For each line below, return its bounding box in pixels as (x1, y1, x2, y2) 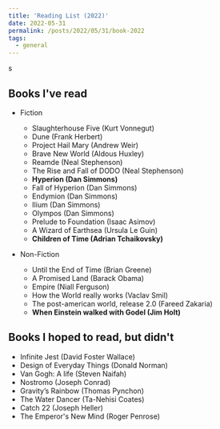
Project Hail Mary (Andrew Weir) (31, 140, 138, 150)
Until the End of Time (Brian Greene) (31, 265, 152, 275)
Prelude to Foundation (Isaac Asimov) (31, 217, 156, 227)
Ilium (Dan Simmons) (31, 199, 101, 209)
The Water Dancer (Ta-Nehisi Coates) (19, 394, 145, 404)
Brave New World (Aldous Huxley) (31, 149, 145, 158)
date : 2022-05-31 (8, 19, 66, 27)
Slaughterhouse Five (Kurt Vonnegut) (31, 123, 154, 133)
